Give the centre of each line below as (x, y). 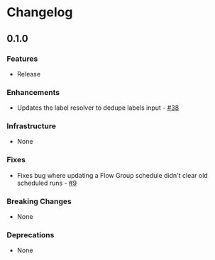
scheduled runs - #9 (47, 183)
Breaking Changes (39, 201)
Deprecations (31, 234)
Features (22, 59)
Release (28, 74)
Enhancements (33, 92)
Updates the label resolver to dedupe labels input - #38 (98, 108)
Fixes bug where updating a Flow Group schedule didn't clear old (112, 175)
